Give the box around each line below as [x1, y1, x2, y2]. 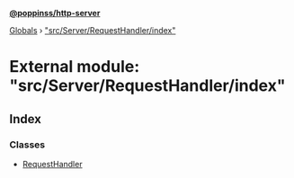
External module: [9, 57, 140, 77]
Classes [9, 138, 46, 151]
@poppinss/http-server [9, 8, 101, 18]
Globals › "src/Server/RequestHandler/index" [9, 25, 176, 35]
